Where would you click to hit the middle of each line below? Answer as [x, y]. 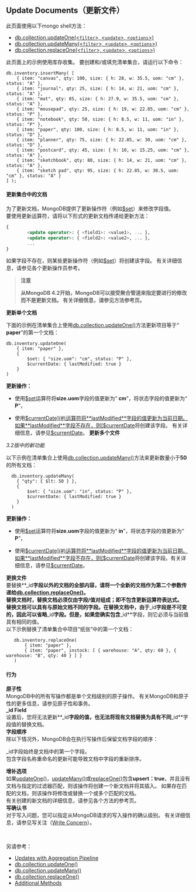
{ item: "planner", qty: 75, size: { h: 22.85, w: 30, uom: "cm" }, [102, 139]
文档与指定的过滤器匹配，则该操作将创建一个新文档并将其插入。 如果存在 [94, 786]
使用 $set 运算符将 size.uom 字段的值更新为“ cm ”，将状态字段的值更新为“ [101, 399]
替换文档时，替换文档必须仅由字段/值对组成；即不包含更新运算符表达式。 [94, 600]
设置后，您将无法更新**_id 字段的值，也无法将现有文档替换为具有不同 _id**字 [97, 717]
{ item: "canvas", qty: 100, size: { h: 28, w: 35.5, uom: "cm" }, [100, 78]
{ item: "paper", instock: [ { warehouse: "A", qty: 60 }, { [100, 651]
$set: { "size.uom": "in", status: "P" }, [80, 492]
